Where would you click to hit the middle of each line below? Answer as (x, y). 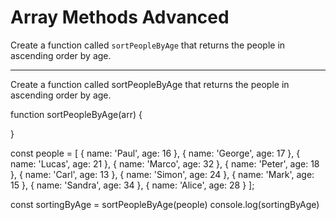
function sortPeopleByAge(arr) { (76, 114)
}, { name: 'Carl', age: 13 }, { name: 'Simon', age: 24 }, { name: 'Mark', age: (162, 174)
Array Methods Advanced (120, 17)
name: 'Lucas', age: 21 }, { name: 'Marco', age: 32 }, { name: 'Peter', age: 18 (165, 163)
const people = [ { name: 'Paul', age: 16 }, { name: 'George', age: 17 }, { (155, 153)
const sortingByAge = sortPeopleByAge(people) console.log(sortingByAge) (165, 204)
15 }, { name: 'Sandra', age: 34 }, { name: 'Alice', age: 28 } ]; (132, 185)
